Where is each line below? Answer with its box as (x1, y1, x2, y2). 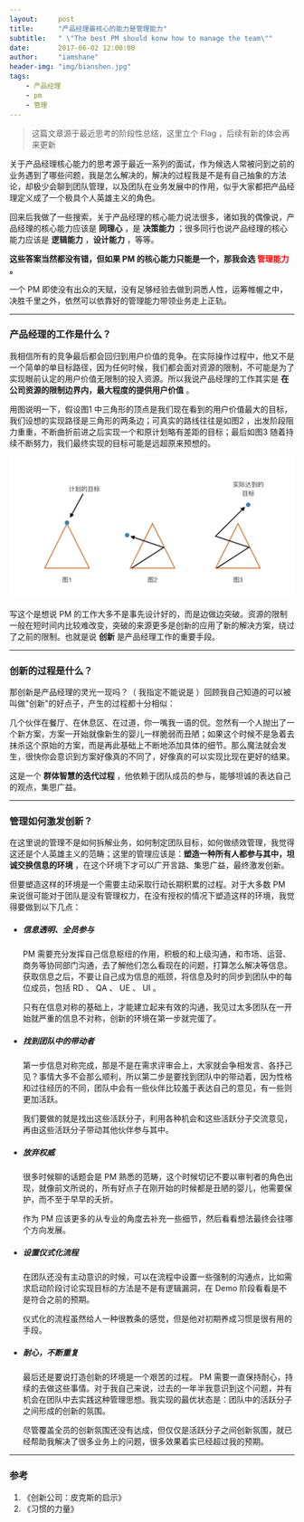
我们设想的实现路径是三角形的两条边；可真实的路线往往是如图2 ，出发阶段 (9, 414, 287, 425)
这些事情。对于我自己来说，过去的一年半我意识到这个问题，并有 (53, 1383, 292, 1394)
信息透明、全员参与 (22, 924, 95, 935)
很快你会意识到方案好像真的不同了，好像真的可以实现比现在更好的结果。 (24, 751, 295, 762)
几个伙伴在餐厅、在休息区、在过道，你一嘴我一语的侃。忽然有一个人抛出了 (9, 718, 287, 728)
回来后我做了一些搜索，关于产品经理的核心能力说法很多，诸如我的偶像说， (9, 211, 287, 222)
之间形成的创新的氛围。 (22, 1405, 110, 1416)
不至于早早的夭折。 (46, 1194, 119, 1205)
